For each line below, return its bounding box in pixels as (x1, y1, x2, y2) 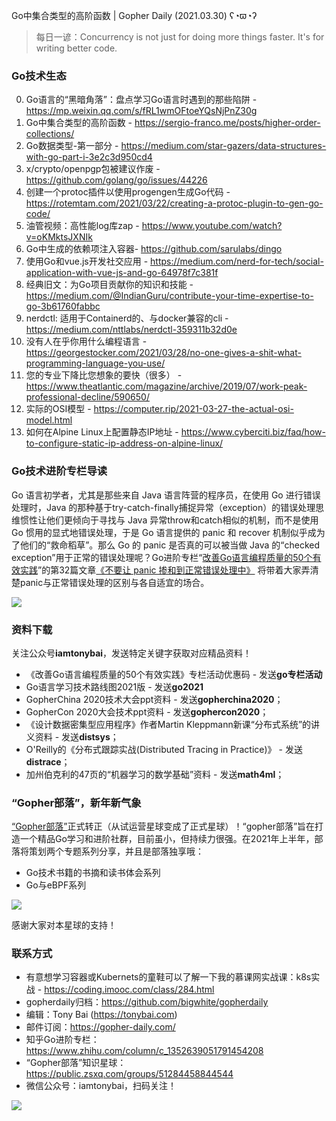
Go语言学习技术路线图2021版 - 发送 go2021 (25, 680, 204, 693)
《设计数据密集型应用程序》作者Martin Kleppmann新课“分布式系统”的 (25, 718, 312, 730)
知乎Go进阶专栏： (25, 1034, 100, 1046)
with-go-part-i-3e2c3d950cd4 (25, 151, 153, 163)
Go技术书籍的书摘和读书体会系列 (25, 867, 161, 879)
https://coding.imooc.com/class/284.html (44, 984, 215, 996)
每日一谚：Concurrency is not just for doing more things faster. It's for (35, 31, 325, 43)
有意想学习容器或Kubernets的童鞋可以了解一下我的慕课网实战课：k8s (25, 971, 312, 983)
